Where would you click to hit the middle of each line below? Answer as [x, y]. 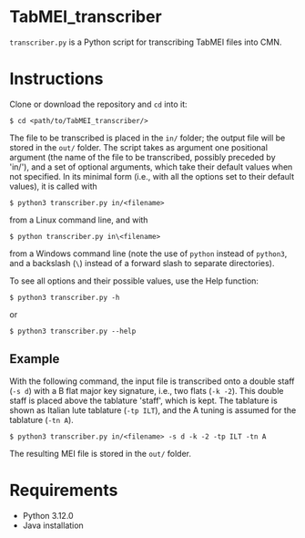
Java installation [53, 525]
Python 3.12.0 [48, 515]
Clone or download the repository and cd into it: [99, 104]
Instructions [56, 79]
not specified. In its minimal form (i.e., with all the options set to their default [152, 176]
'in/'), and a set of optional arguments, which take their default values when [151, 167]
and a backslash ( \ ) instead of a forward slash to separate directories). [142, 263]
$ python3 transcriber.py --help [73, 331]
